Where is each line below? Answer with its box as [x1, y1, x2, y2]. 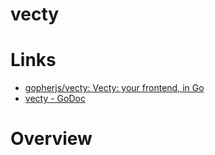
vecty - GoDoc [24, 93, 86, 105]
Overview [10, 128, 93, 150]
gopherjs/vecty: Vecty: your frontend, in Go [24, 82, 205, 94]
